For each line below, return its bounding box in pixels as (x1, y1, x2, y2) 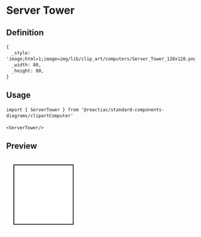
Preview (6, 141, 38, 151)
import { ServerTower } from (6, 107, 79, 113)
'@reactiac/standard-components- (81, 107, 165, 113)
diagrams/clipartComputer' (6, 113, 74, 118)
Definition (6, 28, 44, 38)
